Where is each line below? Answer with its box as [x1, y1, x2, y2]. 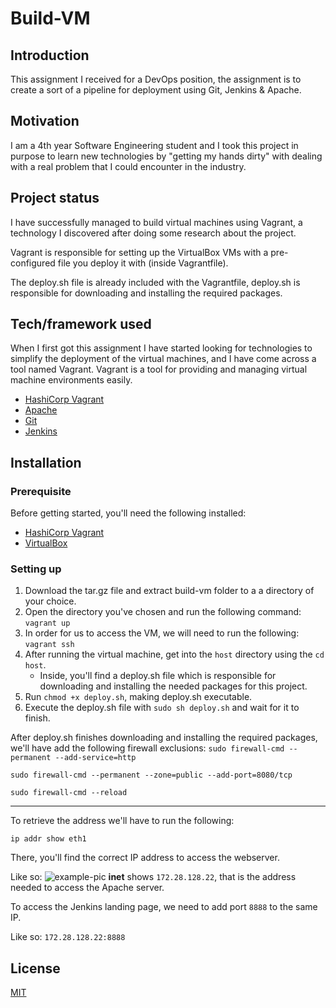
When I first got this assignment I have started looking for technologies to [10, 342, 313, 354]
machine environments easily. [10, 374, 133, 386]
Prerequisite [10, 484, 72, 498]
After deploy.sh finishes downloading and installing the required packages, [10, 732, 318, 744]
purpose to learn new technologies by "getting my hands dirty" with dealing [10, 150, 323, 162]
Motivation [10, 113, 80, 130]
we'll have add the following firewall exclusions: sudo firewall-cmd [10, 742, 285, 754]
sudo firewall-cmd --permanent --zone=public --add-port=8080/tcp [10, 770, 293, 781]
